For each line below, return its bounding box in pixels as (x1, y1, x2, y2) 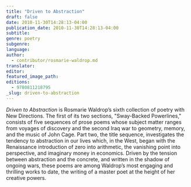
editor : (6, 68, 25, 74)
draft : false (6, 14, 38, 20)
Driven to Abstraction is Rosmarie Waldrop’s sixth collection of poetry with (6, 106, 185, 113)
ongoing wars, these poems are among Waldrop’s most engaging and (6, 162, 173, 169)
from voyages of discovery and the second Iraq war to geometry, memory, (6, 124, 186, 131)
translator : (6, 63, 35, 69)
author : (6, 52, 25, 58)
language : (6, 47, 30, 53)
